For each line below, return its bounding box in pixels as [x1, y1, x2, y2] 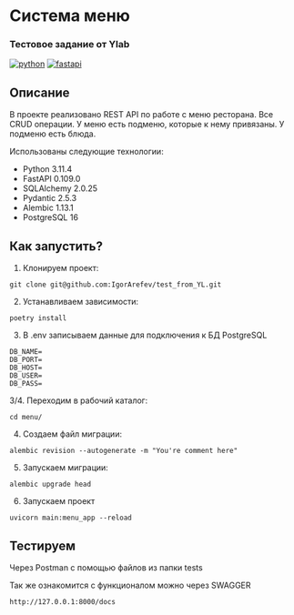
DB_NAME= [9, 348, 43, 357]
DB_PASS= [9, 379, 43, 388]
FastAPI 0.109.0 [22, 174, 81, 185]
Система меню [9, 5, 130, 26]
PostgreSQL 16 [22, 212, 79, 223]
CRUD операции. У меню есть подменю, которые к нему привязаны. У [9, 119, 285, 130]
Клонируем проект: [22, 263, 99, 274]
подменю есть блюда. [9, 128, 96, 139]
